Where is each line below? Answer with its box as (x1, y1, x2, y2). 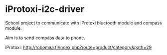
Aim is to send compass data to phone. (5, 35, 86, 41)
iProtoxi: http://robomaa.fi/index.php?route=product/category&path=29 (5, 44, 152, 50)
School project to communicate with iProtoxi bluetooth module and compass (5, 20, 162, 26)
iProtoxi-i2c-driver (5, 3, 85, 15)
